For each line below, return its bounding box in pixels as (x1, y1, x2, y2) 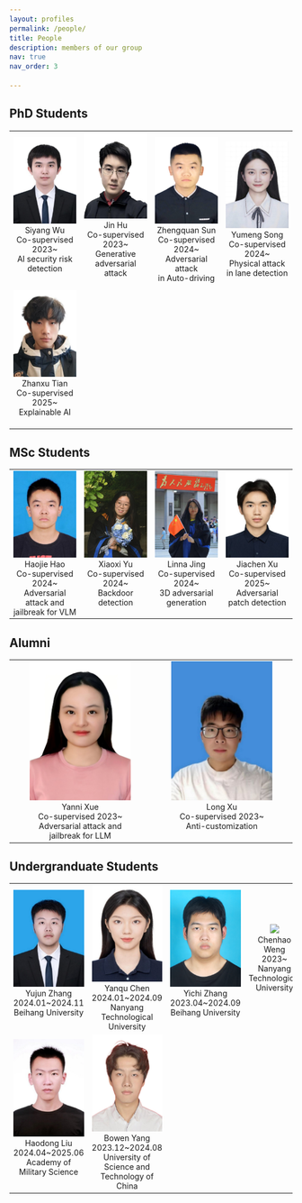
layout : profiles (9, 14, 75, 23)
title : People (9, 33, 63, 42)
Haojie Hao (23, 559, 66, 570)
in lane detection (226, 268, 289, 278)
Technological (101, 1012, 154, 1023)
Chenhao (257, 934, 292, 945)
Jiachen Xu (236, 559, 279, 570)
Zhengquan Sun (156, 224, 217, 235)
